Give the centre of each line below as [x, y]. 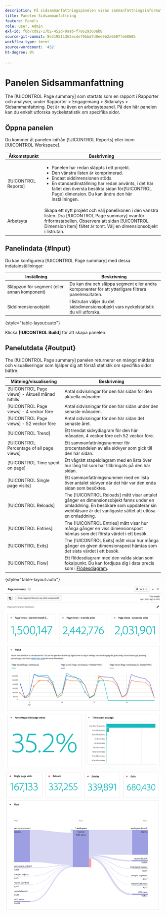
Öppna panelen [29, 128]
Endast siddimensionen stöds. [82, 178]
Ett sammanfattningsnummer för [97, 443]
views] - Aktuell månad [31, 394]
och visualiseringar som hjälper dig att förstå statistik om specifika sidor [78, 365]
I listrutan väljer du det [92, 301]
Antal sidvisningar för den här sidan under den [111, 406]
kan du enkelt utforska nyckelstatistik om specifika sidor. [63, 112]
